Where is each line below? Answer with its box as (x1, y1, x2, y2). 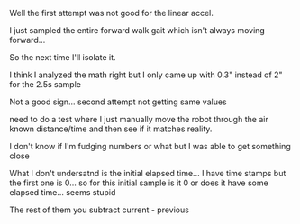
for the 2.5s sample (9, 79, 81, 89)
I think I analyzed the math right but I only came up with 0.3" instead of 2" (9, 69, 283, 80)
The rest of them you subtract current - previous (9, 204, 189, 215)
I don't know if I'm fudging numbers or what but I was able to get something (9, 141, 291, 151)
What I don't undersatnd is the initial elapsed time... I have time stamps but (9, 168, 286, 178)
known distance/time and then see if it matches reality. (9, 123, 213, 134)
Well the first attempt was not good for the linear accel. (9, 8, 214, 18)
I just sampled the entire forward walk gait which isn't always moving (9, 25, 266, 35)
